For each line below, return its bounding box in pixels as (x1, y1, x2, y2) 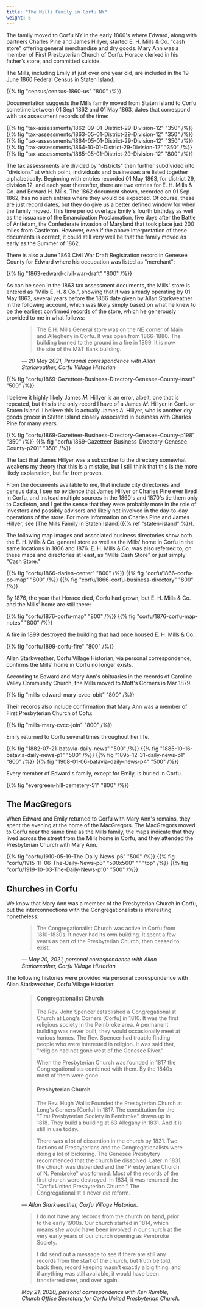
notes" (6, 619, 23, 626)
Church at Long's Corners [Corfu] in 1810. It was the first (36, 1015, 178, 1022)
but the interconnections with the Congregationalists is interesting (6, 907, 172, 914)
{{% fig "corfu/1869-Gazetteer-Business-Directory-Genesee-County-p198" (6, 431, 195, 439)
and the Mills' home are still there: (6, 600, 91, 608)
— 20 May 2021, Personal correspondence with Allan (21, 357, 156, 364)
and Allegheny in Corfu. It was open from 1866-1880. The (36, 332, 181, 339)
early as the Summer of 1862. (6, 239, 80, 247)
